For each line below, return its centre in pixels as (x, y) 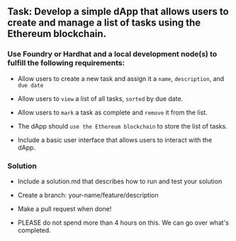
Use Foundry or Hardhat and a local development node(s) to (112, 54)
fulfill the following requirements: (66, 63)
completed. (34, 230)
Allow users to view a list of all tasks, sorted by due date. (100, 98)
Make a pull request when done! (64, 208)
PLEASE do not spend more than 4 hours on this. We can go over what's (123, 223)
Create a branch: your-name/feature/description (88, 195)
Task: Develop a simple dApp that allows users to (118, 12)
